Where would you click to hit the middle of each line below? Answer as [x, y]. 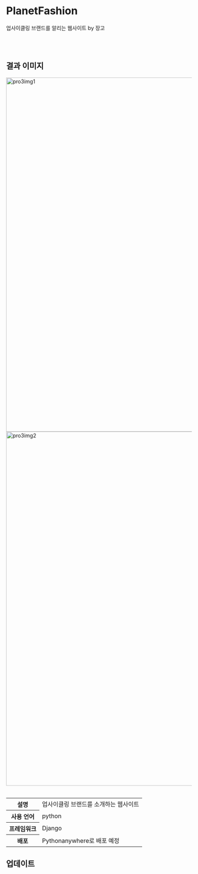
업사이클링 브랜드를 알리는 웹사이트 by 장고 [55, 28]
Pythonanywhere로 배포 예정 [81, 840]
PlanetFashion [42, 11]
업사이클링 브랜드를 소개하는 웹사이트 [91, 804]
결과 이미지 [25, 66]
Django [52, 828]
